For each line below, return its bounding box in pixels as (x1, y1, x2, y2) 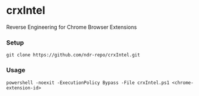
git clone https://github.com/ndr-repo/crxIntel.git (6, 52, 140, 58)
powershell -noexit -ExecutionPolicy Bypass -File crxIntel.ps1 (6, 79, 170, 86)
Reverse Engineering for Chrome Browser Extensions (6, 23, 137, 31)
